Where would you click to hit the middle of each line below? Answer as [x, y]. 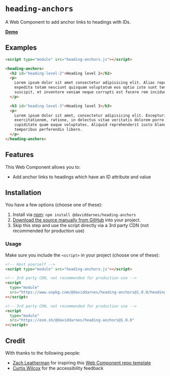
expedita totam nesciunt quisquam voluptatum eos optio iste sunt [86, 88]
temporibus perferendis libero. [48, 130]
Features [19, 155]
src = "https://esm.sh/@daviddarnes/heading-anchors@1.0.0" [72, 320]
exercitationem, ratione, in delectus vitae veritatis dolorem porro [89, 120]
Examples [21, 48]
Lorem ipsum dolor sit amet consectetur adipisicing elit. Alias [85, 83]
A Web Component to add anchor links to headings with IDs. [68, 22]
